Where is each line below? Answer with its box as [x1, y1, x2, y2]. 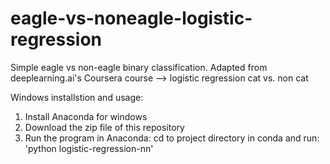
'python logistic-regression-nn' [24, 142, 154, 154]
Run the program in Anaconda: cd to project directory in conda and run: [24, 132, 320, 144]
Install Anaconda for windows [24, 110, 148, 122]
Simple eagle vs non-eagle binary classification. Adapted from [10, 61, 268, 73]
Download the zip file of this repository [24, 121, 185, 133]
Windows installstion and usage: [10, 91, 144, 103]
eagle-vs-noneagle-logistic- [10, 7, 253, 30]
